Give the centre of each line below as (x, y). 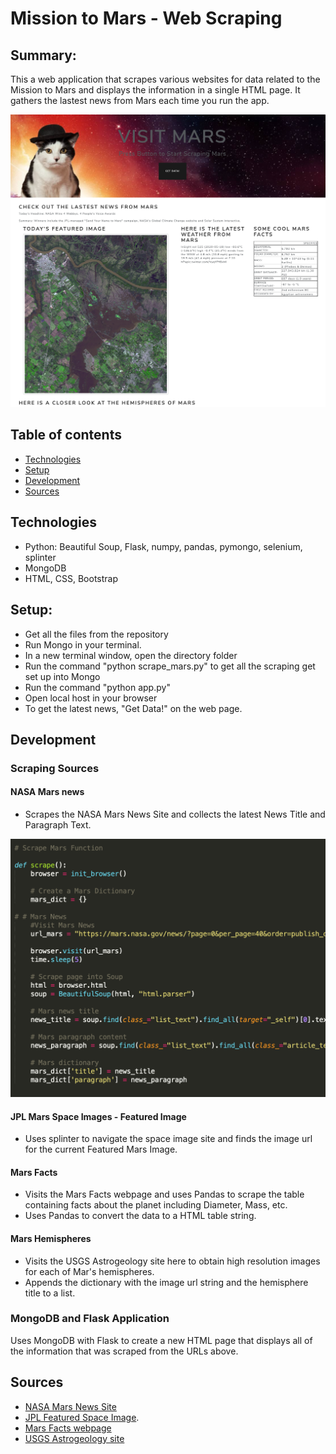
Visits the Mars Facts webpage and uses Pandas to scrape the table (164, 1194)
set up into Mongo (62, 676)
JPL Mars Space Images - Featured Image (98, 1116)
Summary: (43, 55)
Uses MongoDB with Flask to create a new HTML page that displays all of (161, 1340)
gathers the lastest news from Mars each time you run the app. (140, 100)
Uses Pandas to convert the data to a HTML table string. (140, 1216)
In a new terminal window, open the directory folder (131, 655)
